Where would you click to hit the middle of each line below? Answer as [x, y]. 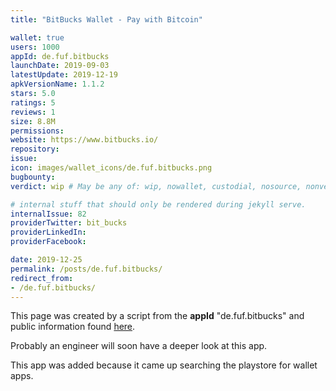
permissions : [37, 131]
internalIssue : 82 [48, 214]
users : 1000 [35, 47]
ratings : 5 [33, 102]
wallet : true [37, 37]
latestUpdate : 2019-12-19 [64, 75]
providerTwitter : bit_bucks [69, 223]
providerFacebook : [48, 242]
